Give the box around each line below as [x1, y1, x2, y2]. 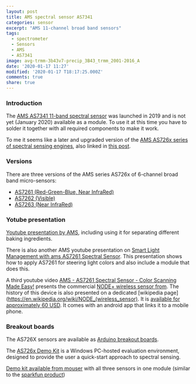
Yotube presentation [6, 215, 66, 223]
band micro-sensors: [6, 177, 57, 184]
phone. [6, 308, 23, 315]
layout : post [6, 8, 38, 15]
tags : [6, 31, 19, 36]
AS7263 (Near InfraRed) [14, 201, 73, 208]
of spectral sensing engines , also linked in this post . [6, 142, 131, 150]
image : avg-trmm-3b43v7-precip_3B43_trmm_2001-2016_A [6, 58, 140, 64]
